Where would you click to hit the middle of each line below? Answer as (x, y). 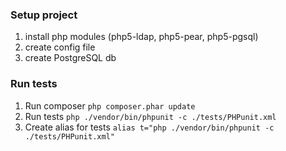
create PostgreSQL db (70, 58)
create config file (60, 47)
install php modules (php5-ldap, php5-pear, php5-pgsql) (141, 37)
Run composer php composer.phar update (110, 105)
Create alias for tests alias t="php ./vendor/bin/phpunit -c (149, 127)
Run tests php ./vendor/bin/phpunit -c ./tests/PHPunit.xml (150, 116)
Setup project (44, 15)
